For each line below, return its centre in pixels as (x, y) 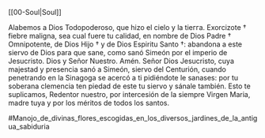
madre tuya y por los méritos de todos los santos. (89, 103)
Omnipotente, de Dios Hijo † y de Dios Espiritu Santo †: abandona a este (125, 44)
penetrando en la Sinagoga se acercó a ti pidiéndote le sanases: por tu (123, 78)
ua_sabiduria (29, 127)
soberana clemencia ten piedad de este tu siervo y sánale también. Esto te (129, 86)
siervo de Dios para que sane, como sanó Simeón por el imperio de (118, 52)
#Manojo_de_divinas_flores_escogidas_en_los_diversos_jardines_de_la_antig (133, 118)
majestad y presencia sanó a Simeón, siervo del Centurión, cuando (117, 69)
